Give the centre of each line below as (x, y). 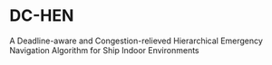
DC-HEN (42, 16)
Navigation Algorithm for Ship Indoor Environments (104, 50)
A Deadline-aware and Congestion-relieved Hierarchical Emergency (136, 41)
